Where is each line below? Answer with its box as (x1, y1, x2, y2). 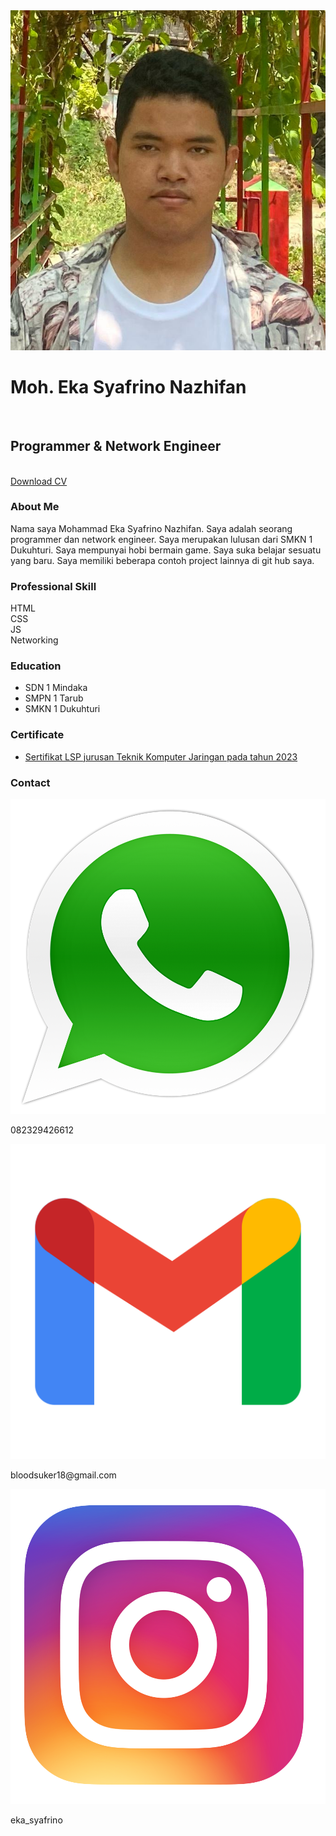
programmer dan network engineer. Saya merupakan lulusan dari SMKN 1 (10, 533, 313, 545)
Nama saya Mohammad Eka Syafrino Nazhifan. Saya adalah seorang (10, 522, 293, 534)
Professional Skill (10, 579, 97, 593)
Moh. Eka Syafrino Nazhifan (10, 375, 247, 398)
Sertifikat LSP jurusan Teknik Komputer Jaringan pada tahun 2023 (24, 750, 298, 763)
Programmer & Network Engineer (10, 438, 222, 455)
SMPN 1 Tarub (24, 692, 84, 704)
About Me (10, 500, 60, 514)
